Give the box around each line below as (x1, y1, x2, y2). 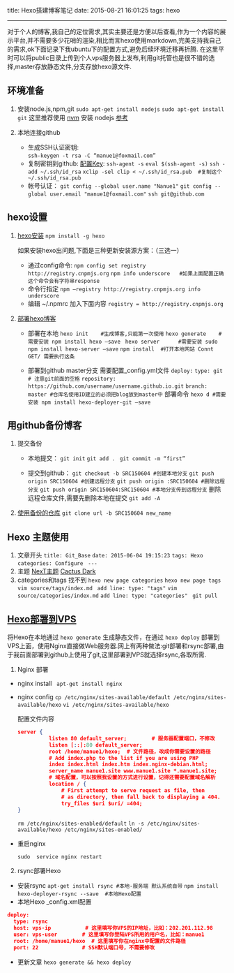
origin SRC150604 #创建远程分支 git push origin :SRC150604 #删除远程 (27, 478, 225, 485)
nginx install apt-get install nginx (17, 680, 123, 688)
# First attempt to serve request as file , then (61, 787, 205, 794)
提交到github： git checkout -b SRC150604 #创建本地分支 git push (27, 469, 214, 477)
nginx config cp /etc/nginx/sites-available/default (17, 693, 171, 701)
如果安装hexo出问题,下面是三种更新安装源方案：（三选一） (17, 246, 183, 254)
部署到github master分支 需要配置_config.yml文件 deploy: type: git (27, 366, 223, 374)
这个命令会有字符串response (27, 277, 100, 284)
